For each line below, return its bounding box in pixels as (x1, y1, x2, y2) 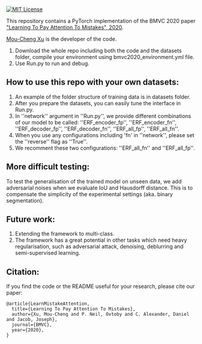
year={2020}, (11, 327, 44, 333)
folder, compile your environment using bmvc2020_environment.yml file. (14, 54, 195, 60)
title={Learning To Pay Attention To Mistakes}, (11, 306, 136, 312)
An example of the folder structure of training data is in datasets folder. (14, 93, 191, 100)
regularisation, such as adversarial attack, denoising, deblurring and (14, 243, 184, 250)
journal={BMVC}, (11, 322, 52, 328)
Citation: (6, 266, 40, 277)
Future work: (6, 214, 55, 225)
